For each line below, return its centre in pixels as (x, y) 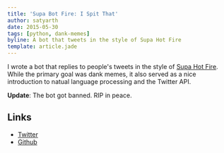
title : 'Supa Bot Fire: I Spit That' (63, 14)
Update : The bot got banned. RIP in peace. (70, 95)
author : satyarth (33, 20)
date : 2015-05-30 (33, 27)
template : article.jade (42, 47)
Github (27, 142)
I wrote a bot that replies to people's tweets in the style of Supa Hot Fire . (113, 67)
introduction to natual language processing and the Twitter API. (99, 81)
